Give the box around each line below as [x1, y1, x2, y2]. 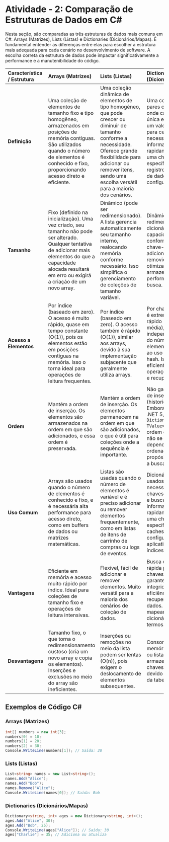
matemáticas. [48, 540, 80, 547]
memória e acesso [48, 574, 92, 581]
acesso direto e [48, 172, 84, 179]
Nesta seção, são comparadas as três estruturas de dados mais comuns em [5, 31, 163, 37]
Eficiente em [48, 567, 78, 574]
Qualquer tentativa [48, 240, 92, 247]
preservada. [48, 444, 77, 451]
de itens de [100, 531, 127, 538]
